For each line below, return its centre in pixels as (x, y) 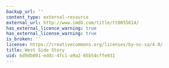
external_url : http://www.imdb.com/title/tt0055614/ (73, 22)
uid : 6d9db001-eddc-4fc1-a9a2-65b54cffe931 (61, 56)
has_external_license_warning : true (51, 34)
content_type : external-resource (47, 17)
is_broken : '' (24, 39)
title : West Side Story (36, 50)
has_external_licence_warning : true (51, 28)
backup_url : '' (25, 12)
